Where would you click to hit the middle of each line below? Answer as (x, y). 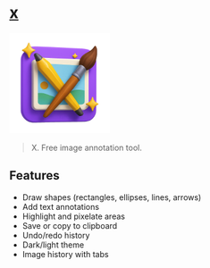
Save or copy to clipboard (70, 225)
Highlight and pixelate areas (73, 216)
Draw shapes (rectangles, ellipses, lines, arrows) (112, 197)
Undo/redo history (56, 235)
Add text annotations (61, 206)
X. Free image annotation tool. (87, 147)
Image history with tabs (65, 254)
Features (34, 176)
